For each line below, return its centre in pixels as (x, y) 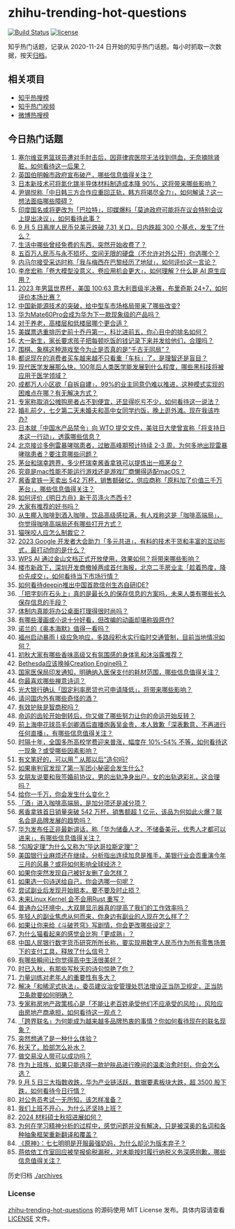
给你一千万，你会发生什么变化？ (64, 794)
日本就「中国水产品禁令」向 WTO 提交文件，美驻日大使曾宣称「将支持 (119, 428)
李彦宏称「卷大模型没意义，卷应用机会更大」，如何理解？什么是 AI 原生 (119, 271)
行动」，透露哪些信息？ (69, 436)
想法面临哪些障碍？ (46, 201)
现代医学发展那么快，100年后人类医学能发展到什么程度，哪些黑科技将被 (121, 366)
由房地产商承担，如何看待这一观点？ (70, 1012)
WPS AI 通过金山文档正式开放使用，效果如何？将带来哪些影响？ (109, 558)
